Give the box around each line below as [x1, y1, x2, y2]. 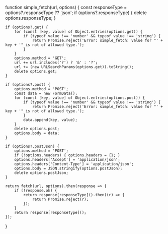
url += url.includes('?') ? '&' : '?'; [14, 60, 98, 65]
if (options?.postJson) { [5, 144, 59, 149]
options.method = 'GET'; [14, 55, 66, 61]
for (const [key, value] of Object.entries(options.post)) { [14, 95, 145, 100]
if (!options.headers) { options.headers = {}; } [14, 153, 121, 158]
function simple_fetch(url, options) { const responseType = [5, 5, 127, 10]
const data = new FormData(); [14, 91, 78, 96]
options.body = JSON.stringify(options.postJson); [14, 166, 123, 171]
